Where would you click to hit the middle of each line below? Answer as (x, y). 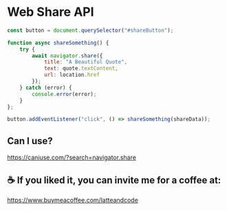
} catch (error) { (46, 88)
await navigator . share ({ (67, 56)
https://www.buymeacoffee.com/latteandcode (73, 200)
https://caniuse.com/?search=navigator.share (72, 158)
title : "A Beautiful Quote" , (86, 62)
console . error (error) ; (64, 94)
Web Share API (51, 12)
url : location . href (72, 75)
